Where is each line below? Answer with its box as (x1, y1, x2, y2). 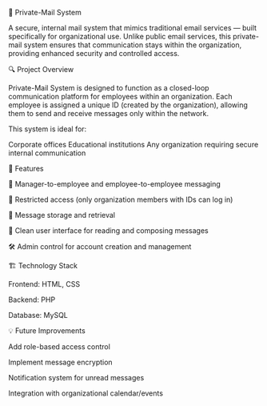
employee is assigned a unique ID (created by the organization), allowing (8, 100, 248, 110)
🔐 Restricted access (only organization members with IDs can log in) (8, 195, 233, 204)
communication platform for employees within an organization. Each (8, 92, 233, 101)
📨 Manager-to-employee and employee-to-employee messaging (8, 179, 221, 188)
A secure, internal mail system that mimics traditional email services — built (8, 23, 257, 32)
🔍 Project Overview (8, 65, 74, 74)
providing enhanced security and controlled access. (8, 49, 180, 58)
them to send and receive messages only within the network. (8, 109, 209, 118)
